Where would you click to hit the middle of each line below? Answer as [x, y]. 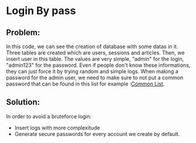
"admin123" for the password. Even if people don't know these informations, [98, 65]
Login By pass [41, 11]
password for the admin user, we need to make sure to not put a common [95, 78]
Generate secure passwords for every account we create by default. [97, 134]
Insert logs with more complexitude [57, 128]
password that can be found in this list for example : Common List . [85, 84]
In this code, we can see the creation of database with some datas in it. [92, 46]
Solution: [23, 102]
